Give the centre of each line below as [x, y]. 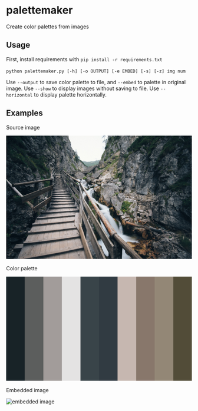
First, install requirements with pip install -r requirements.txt [84, 59]
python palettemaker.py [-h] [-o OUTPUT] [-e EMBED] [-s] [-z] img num [96, 71]
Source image [23, 127]
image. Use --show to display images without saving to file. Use [83, 88]
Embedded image [27, 390]
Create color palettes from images [48, 26]
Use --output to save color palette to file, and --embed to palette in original [96, 82]
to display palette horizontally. [70, 94]
